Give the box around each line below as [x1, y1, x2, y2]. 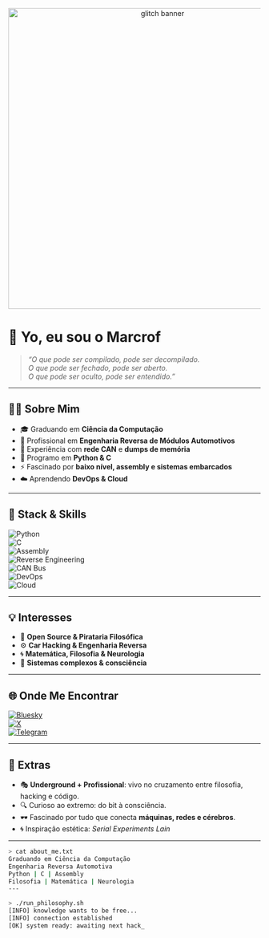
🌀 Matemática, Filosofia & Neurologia [19, 649, 145, 659]
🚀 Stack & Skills [8, 508, 86, 522]
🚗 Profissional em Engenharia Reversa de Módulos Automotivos [19, 436, 235, 445]
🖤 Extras [8, 758, 50, 772]
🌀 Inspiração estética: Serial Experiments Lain [19, 824, 171, 834]
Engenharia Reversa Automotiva [8, 863, 113, 871]
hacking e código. [19, 791, 80, 801]
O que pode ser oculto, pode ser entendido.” [27, 372, 175, 381]
